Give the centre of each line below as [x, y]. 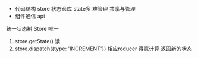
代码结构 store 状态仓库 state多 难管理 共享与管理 [75, 9]
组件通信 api [30, 16]
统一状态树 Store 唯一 [32, 29]
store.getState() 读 [37, 41]
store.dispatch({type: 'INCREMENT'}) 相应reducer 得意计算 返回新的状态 [103, 49]
